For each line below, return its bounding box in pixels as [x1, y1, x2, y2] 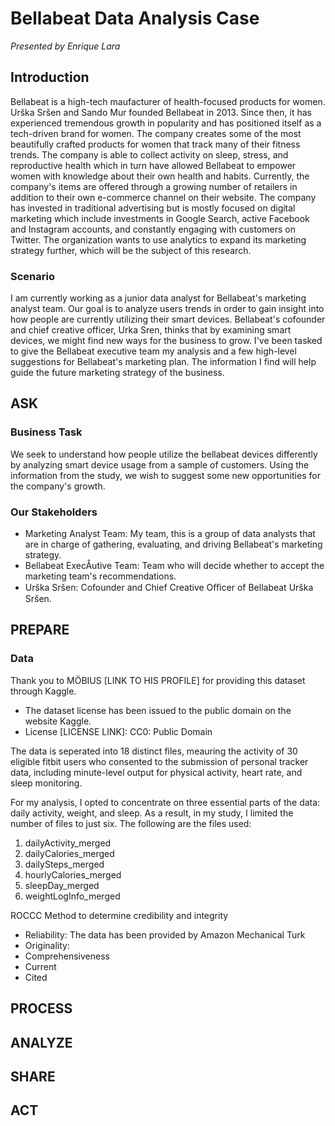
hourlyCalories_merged [24, 868, 122, 881]
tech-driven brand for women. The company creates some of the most [10, 127, 302, 139]
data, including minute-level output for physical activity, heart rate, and [10, 766, 303, 778]
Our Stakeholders [10, 505, 98, 519]
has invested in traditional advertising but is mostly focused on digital [10, 202, 296, 214]
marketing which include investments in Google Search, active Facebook [10, 212, 310, 224]
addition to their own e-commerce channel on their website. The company [10, 191, 317, 203]
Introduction [10, 69, 90, 86]
